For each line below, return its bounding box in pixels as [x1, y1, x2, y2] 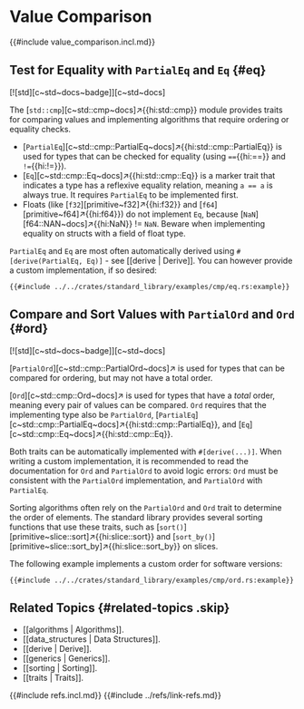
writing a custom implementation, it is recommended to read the [9, 455, 250, 466]
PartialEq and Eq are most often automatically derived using [9, 245, 235, 256]
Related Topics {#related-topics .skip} [9, 600, 230, 616]
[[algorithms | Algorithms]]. [22, 624, 124, 636]
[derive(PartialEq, [9, 257, 83, 266]
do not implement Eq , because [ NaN [125, 209, 256, 219]
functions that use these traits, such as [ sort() [9, 521, 184, 532]
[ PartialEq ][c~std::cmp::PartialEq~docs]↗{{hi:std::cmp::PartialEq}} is [22, 141, 283, 151]
